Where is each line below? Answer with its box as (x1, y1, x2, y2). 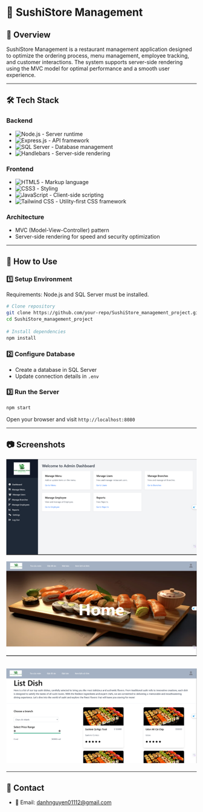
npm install (6, 335, 36, 342)
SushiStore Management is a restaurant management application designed (6, 45, 192, 53)
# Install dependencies (6, 329, 66, 335)
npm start (6, 404, 31, 411)
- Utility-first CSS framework (55, 197, 127, 205)
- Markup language (41, 178, 89, 185)
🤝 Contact (6, 782, 45, 793)
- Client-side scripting (49, 191, 104, 199)
